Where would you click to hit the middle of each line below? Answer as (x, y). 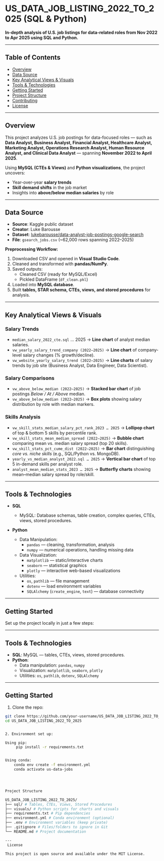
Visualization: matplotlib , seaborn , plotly (61, 671)
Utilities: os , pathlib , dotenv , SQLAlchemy (59, 676)
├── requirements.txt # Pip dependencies (48, 814)
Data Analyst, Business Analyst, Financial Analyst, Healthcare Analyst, (79, 143)
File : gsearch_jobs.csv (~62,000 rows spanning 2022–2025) (73, 240)
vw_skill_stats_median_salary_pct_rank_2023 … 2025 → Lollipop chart (83, 427)
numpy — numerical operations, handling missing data (80, 550)
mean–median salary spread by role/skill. (53, 474)
